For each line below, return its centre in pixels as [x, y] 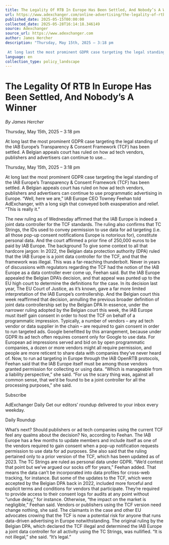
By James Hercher [25, 122]
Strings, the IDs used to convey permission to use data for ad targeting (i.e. [83, 230]
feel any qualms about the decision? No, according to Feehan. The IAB [78, 435]
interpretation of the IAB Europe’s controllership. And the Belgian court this [82, 294]
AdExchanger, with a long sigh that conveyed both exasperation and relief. [82, 204]
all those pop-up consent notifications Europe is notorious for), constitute [81, 235]
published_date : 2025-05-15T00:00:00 [45, 19]
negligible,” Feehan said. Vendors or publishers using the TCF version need [83, 505]
